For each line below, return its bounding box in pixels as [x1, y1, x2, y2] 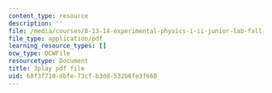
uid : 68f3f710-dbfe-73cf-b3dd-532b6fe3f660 [8, 72, 158, 80]
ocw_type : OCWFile [8, 49, 70, 57]
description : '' [8, 19, 63, 27]
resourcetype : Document [8, 57, 89, 66]
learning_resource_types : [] [8, 42, 107, 50]
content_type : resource [8, 11, 89, 20]
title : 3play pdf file [8, 65, 85, 73]
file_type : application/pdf [8, 34, 104, 43]
